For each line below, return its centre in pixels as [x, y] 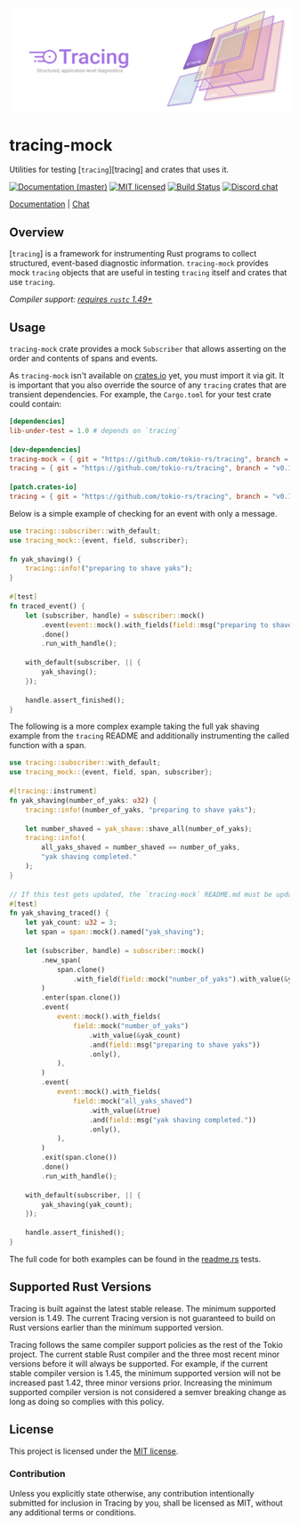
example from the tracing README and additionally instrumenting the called [149, 736]
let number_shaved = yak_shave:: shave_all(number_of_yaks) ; [139, 828]
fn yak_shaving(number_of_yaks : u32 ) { [83, 800]
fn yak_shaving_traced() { [59, 913]
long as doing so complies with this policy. [87, 1401]
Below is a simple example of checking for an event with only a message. [143, 513]
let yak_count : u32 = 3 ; [71, 923]
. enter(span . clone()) [81, 998]
